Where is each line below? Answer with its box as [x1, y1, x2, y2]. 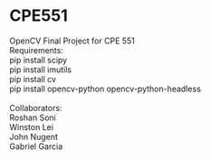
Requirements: [9, 44, 63, 55]
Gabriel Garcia [9, 141, 63, 152]
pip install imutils [9, 64, 72, 75]
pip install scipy [9, 54, 68, 65]
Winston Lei [9, 121, 54, 132]
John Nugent [9, 131, 59, 142]
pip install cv [9, 73, 57, 84]
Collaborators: [9, 102, 62, 113]
